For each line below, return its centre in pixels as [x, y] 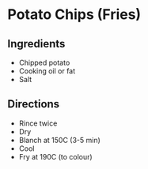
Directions [34, 104]
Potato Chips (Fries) [74, 15]
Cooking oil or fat [47, 71]
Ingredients [36, 44]
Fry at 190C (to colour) [55, 156]
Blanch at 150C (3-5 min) [59, 140]
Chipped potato [44, 62]
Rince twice [38, 123]
